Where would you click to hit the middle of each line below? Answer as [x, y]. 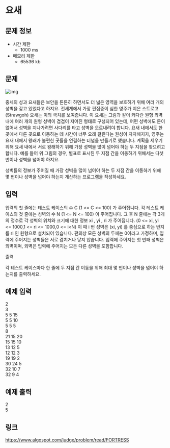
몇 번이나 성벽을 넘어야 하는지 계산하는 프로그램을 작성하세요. [66, 177]
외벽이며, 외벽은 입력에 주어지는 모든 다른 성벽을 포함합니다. [64, 246]
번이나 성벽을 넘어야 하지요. [33, 159]
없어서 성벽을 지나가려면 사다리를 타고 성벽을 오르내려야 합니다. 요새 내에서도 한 [84, 128]
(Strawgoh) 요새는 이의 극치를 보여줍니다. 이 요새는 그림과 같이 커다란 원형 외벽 [84, 115]
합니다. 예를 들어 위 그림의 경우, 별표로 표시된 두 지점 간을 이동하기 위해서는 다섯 [84, 153]
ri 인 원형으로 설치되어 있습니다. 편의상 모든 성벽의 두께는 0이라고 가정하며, [84, 233]
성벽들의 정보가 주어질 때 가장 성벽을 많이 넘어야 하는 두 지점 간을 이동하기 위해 [83, 170]
